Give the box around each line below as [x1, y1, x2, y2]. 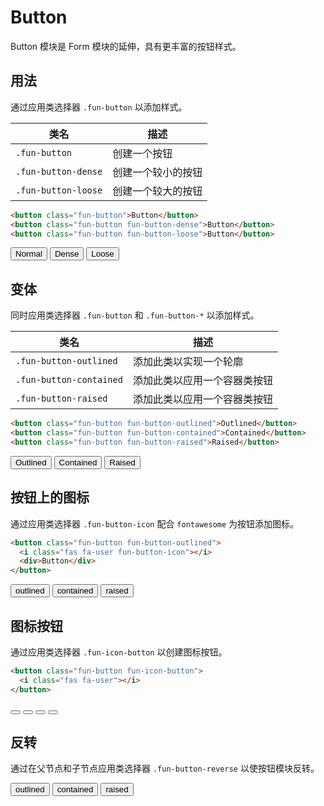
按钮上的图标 [10, 489, 90, 506]
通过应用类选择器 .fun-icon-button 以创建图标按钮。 [10, 646, 228, 658]
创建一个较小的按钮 [112, 165, 203, 179]
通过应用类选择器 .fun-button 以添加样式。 [10, 101, 188, 113]
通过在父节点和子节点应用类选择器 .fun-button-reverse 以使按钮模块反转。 [10, 762, 320, 775]
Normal [15, 249, 43, 260]
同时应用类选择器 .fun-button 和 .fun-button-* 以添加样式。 [10, 309, 260, 321]
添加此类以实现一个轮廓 [132, 355, 243, 369]
